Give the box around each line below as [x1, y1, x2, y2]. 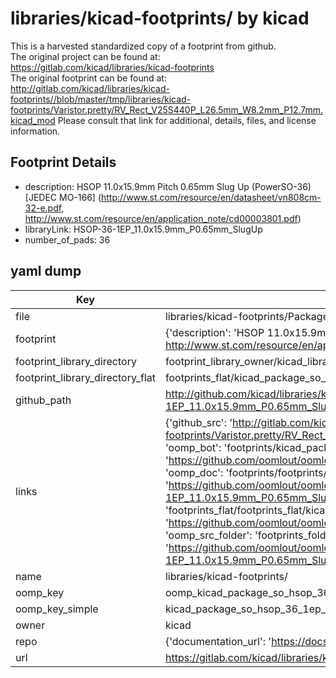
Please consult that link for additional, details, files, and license [57, 114, 317, 126]
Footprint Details [10, 154, 117, 171]
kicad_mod [10, 114, 56, 126]
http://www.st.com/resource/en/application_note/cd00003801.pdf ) [24, 212, 302, 224]
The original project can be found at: [10, 50, 161, 62]
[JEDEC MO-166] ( [24, 191, 102, 203]
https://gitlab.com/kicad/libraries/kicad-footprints [10, 61, 215, 73]
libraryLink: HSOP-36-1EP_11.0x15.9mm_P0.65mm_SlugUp [24, 223, 263, 235]
